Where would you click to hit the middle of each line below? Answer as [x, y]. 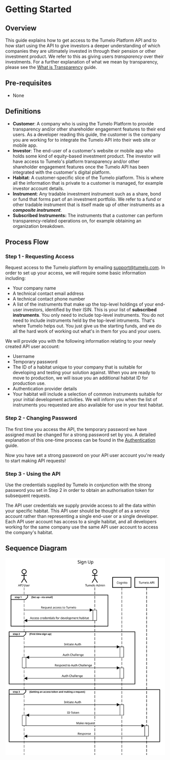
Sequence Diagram [36, 549]
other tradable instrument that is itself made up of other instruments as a [89, 205]
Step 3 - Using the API [33, 474]
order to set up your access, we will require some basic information [76, 273]
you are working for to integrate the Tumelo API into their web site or [84, 140]
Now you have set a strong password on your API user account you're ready [85, 455]
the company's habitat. [29, 532]
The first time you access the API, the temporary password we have [76, 429]
